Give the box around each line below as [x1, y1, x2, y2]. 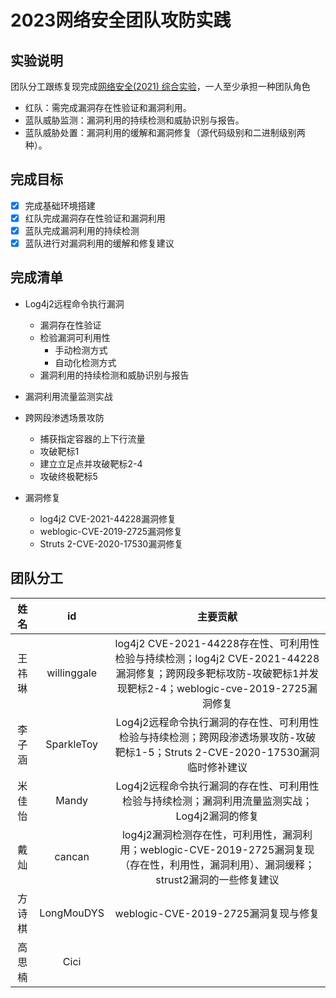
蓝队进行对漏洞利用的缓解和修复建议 [24, 237, 175, 249]
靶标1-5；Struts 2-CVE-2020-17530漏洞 [114, 745, 320, 759]
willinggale [46, 666, 98, 680]
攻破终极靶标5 [39, 470, 98, 482]
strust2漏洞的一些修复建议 [155, 872, 280, 886]
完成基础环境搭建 [24, 199, 96, 211]
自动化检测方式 [54, 356, 117, 368]
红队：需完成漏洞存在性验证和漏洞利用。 [24, 102, 192, 113]
